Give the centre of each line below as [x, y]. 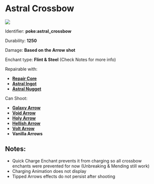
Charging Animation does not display [49, 171]
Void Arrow [24, 113]
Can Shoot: [16, 98]
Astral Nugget [27, 89]
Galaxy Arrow [26, 107]
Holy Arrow [24, 118]
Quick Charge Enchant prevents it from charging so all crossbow [77, 161]
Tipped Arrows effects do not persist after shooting [64, 176]
